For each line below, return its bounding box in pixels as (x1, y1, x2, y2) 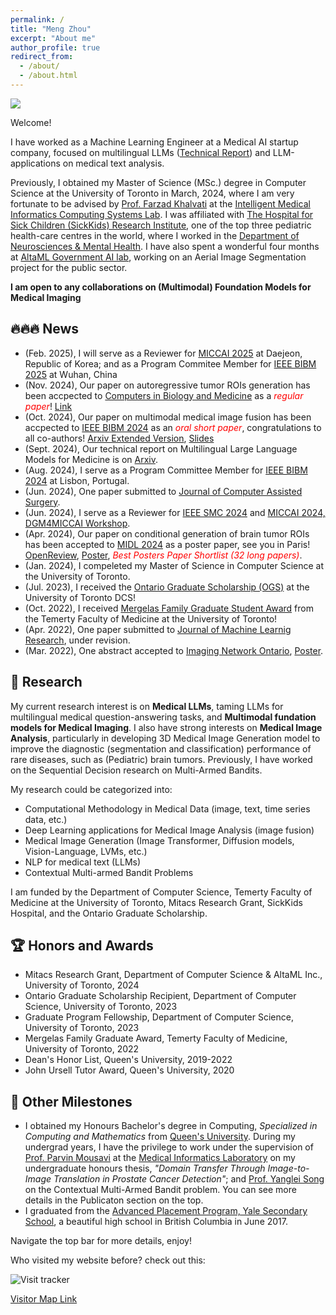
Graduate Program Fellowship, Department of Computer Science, (24, 1011, 294, 1023)
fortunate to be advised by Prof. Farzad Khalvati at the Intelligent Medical (10, 197, 311, 210)
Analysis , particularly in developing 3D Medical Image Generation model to (10, 732, 321, 744)
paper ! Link (24, 400, 73, 412)
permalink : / (10, 14, 65, 25)
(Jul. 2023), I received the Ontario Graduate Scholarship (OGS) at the (24, 581, 310, 593)
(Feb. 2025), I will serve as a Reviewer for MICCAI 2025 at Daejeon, (24, 347, 303, 359)
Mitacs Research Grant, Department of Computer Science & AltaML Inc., (24, 969, 323, 981)
